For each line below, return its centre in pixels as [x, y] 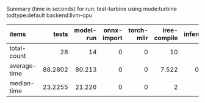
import [113, 38]
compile [166, 38]
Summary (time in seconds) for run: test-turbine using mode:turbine [92, 9]
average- [23, 66]
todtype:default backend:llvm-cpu [49, 15]
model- [85, 30]
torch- [138, 30]
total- [18, 48]
